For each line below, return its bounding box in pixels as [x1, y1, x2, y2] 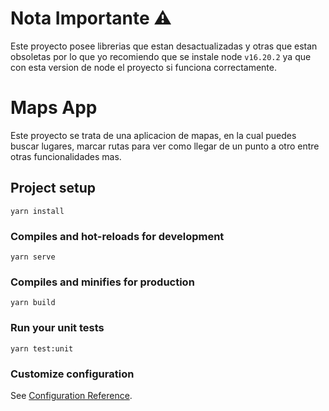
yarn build [10, 298, 56, 308]
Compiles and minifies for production [10, 275, 195, 289]
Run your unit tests [10, 321, 105, 335]
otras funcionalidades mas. [10, 150, 122, 162]
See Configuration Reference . [10, 389, 133, 401]
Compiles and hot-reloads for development [10, 229, 225, 243]
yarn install [10, 206, 65, 216]
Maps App [10, 97, 98, 119]
